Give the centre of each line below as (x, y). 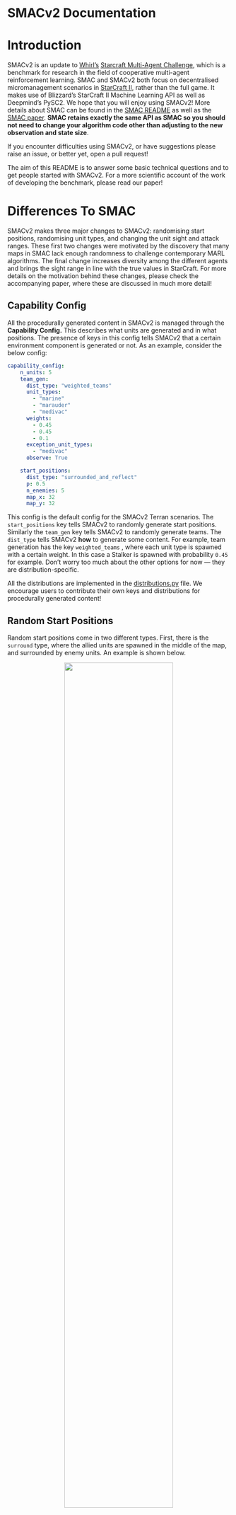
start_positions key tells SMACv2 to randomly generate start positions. (112, 524)
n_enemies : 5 (45, 490)
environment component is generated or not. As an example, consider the (115, 345)
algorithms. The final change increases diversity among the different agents (118, 261)
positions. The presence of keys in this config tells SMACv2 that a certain (114, 338)
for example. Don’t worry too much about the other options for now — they (116, 562)
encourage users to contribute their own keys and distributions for (104, 591)
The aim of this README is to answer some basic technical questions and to (118, 168)
